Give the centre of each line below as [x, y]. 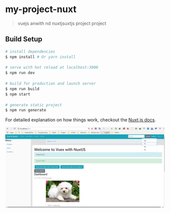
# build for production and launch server [51, 83]
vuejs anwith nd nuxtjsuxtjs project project [62, 23]
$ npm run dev [20, 73]
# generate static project [34, 105]
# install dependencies [30, 52]
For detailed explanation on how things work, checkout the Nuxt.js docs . [81, 120]
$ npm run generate [26, 110]
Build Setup [24, 39]
